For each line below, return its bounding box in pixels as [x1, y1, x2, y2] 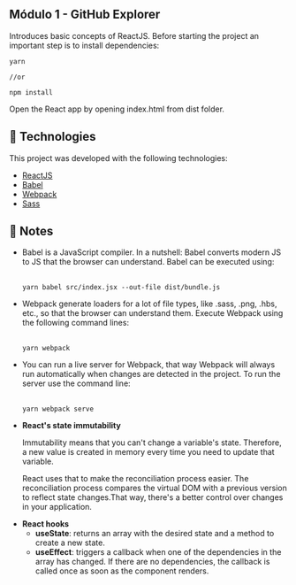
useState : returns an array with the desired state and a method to [34, 528, 275, 539]
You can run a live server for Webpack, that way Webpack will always [21, 359, 276, 370]
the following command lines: [21, 318, 130, 328]
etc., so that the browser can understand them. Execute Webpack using [21, 308, 284, 319]
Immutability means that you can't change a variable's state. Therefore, [21, 437, 282, 448]
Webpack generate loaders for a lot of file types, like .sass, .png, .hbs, [21, 298, 277, 309]
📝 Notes [9, 224, 54, 239]
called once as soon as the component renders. [34, 566, 209, 576]
